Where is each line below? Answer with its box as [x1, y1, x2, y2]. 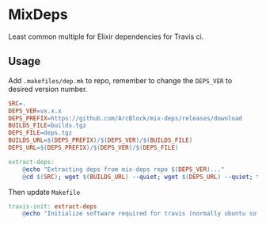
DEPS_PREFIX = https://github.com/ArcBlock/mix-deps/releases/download [8, 114, 243, 122]
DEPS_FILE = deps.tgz [8, 129, 73, 137]
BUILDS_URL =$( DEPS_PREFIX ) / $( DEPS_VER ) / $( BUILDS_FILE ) [8, 136, 193, 144]
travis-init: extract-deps [8, 202, 97, 211]
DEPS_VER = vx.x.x [8, 107, 62, 115]
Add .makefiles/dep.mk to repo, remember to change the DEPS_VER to [8, 75, 233, 85]
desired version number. [8, 84, 88, 93]
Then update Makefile [8, 187, 81, 196]
